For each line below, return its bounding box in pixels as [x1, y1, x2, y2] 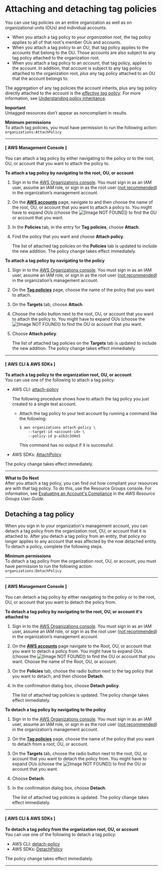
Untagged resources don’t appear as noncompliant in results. [5, 110, 128, 115]
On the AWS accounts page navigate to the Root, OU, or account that [12, 643, 151, 649]
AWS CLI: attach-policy [12, 386, 59, 393]
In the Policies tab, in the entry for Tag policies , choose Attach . [12, 224, 140, 230]
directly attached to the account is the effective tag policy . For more [5, 90, 141, 96]
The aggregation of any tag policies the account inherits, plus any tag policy [5, 85, 157, 91]
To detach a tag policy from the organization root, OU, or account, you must [5, 558, 156, 564]
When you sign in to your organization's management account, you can [5, 523, 148, 529]
